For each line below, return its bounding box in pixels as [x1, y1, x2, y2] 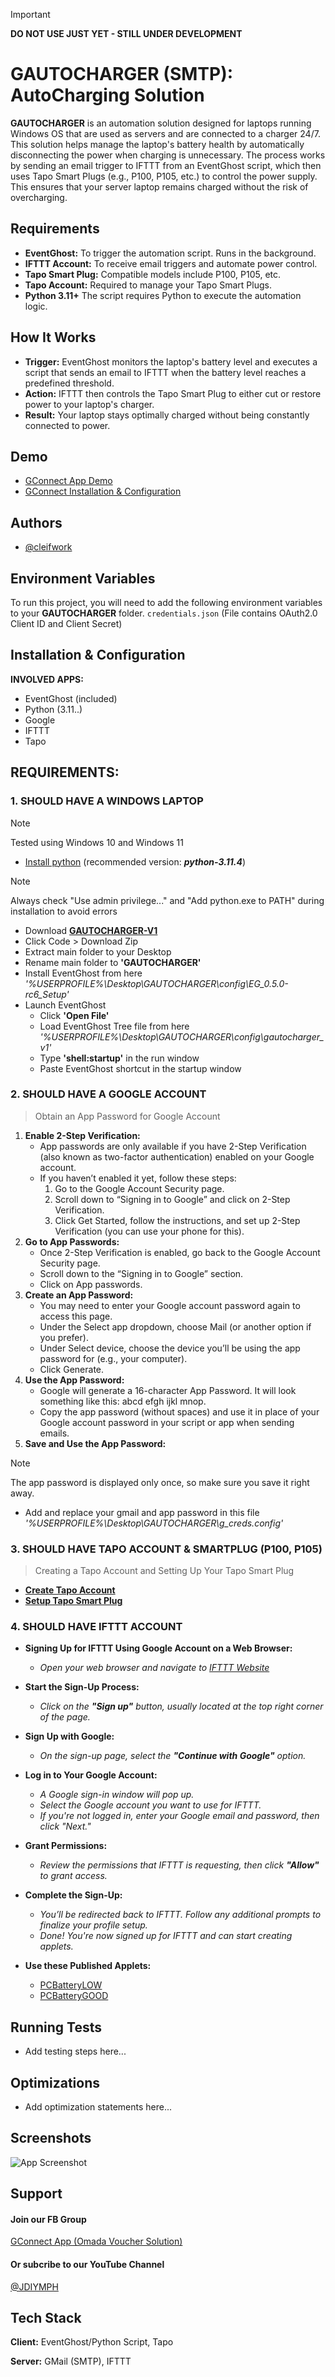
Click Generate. [39, 1363, 105, 1375]
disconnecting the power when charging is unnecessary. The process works [10, 149, 326, 161]
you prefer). [39, 1331, 89, 1343]
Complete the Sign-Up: [24, 1889, 123, 1901]
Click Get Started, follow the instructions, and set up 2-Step [54, 1214, 301, 1226]
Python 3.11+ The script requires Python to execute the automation [24, 289, 302, 301]
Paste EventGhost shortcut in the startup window [39, 1062, 242, 1074]
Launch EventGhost [24, 999, 107, 1011]
